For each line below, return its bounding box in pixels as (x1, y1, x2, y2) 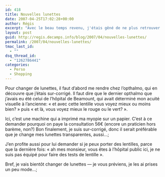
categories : (5, 62, 30, 67)
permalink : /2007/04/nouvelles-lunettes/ (5, 40, 92, 44)
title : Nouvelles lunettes (5, 12, 61, 17)
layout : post (5, 30, 32, 35)
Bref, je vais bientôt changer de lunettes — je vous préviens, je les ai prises (5, 161, 158, 167)
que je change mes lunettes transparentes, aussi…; (5, 132, 109, 137)
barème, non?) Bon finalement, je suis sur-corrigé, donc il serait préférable (5, 126, 157, 132)
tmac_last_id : (5, 44, 35, 49)
